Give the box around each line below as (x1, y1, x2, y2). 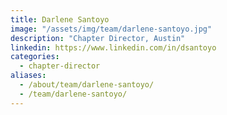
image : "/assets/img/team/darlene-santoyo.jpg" (10, 24, 213, 34)
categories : (10, 52, 60, 62)
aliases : (10, 71, 47, 81)
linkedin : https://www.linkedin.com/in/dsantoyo (10, 42, 217, 53)
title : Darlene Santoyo (10, 14, 110, 25)
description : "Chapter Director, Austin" (10, 33, 186, 43)
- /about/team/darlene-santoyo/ (19, 80, 155, 90)
